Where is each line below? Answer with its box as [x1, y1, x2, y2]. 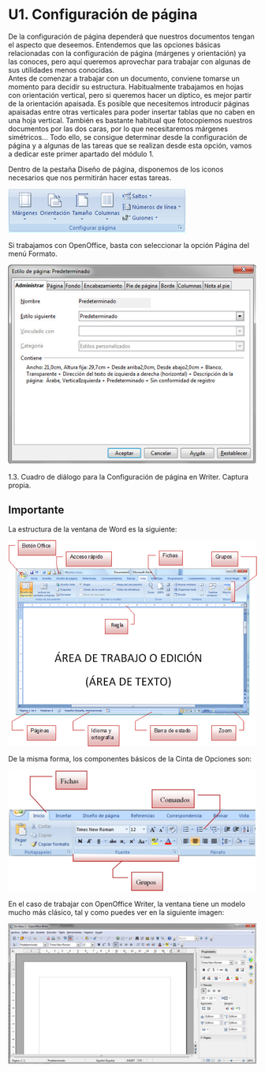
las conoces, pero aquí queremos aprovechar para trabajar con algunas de [8, 57, 251, 66]
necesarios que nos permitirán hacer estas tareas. [8, 172, 172, 182]
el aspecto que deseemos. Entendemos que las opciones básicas [8, 39, 221, 49]
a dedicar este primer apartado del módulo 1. [8, 149, 155, 159]
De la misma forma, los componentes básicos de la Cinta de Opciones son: [8, 754, 252, 763]
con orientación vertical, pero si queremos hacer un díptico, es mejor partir [8, 90, 252, 100]
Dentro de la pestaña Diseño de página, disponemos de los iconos [8, 164, 224, 174]
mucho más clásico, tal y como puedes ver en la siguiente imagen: [8, 908, 225, 917]
